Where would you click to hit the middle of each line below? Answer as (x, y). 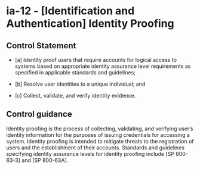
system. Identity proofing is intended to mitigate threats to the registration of (100, 141)
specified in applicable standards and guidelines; (75, 72)
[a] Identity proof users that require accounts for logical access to (96, 60)
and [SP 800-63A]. (45, 160)
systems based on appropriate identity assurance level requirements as (103, 66)
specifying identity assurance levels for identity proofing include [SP (90, 154)
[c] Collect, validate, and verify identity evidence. (75, 96)
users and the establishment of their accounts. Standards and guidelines (96, 148)
